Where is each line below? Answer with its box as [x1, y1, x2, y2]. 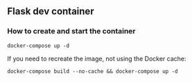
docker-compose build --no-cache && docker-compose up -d [7, 67, 178, 75]
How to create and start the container [7, 26, 137, 36]
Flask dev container [7, 6, 95, 17]
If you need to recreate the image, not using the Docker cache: [7, 54, 186, 63]
